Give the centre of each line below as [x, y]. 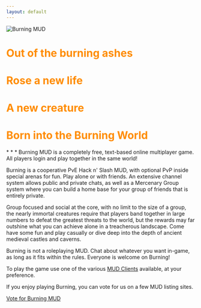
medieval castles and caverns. [44, 239]
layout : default [26, 12]
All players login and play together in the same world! [72, 159]
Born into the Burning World [77, 135]
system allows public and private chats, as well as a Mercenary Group [92, 183]
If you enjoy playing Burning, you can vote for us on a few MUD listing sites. [100, 287]
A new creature [45, 108]
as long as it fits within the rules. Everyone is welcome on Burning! [88, 257]
